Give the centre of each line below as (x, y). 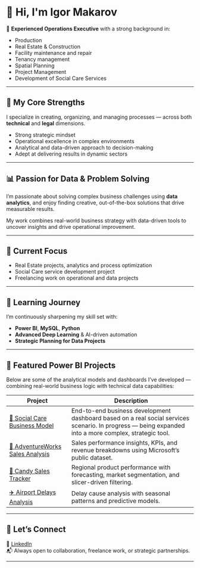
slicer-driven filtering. (102, 482)
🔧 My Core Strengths (46, 103)
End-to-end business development (121, 411)
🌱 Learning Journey (43, 302)
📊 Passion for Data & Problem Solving (78, 179)
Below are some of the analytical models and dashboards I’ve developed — (99, 380)
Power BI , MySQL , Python (47, 328)
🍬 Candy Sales (29, 471)
